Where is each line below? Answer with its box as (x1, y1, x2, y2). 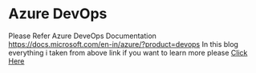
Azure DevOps (8, 5, 108, 23)
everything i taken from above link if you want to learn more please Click (8, 48, 248, 57)
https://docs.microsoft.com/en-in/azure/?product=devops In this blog (8, 39, 239, 48)
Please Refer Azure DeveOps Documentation (8, 31, 156, 40)
